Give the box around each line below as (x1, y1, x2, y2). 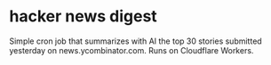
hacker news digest (9, 6, 157, 27)
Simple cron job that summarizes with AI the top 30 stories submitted (9, 36, 262, 46)
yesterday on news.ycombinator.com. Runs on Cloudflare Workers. (9, 45, 254, 55)
